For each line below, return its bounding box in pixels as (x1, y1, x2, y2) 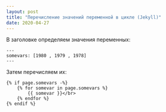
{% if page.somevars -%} (6, 80, 68, 86)
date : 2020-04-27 (6, 20, 50, 26)
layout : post (6, 8, 39, 15)
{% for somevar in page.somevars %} (17, 85, 109, 91)
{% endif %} (6, 101, 36, 107)
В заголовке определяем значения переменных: (6, 36, 131, 43)
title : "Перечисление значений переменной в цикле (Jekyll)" (6, 14, 162, 20)
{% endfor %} (17, 96, 50, 102)
